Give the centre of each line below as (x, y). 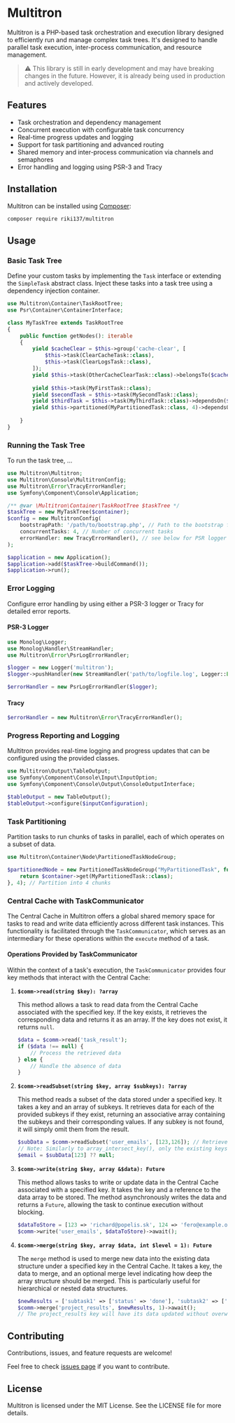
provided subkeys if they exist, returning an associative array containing (121, 1114)
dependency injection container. (54, 291)
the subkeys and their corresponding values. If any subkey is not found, (121, 1122)
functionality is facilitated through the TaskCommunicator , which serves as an (116, 930)
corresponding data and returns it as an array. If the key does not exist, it (122, 1020)
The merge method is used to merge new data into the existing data (113, 1258)
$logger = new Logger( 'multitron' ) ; (60, 668)
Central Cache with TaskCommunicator (76, 901)
